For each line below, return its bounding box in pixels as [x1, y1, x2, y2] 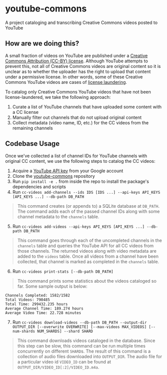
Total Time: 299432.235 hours [5, 302, 68, 307]
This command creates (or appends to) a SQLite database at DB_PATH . [17, 203, 160, 209]
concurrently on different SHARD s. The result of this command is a [17, 348, 151, 354]
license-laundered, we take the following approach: [5, 94, 111, 100]
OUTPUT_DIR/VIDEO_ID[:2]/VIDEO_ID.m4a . [17, 364, 100, 370]
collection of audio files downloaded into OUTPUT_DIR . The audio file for [17, 353, 162, 360]
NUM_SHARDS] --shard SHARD [37, 329, 93, 334]
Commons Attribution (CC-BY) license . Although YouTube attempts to [5, 58, 148, 64]
